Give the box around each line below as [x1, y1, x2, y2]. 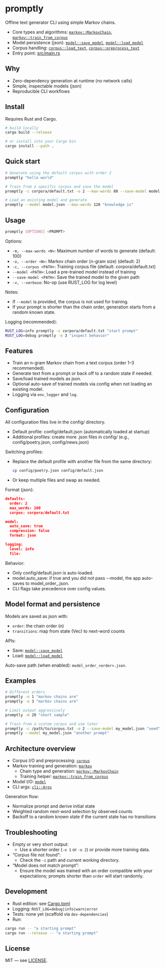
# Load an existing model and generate [5, 198, 87, 203]
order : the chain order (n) [12, 622, 64, 628]
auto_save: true [9, 524, 43, 529]
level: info [9, 547, 35, 552]
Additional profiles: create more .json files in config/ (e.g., [12, 434, 129, 440]
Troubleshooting [5, 828, 58, 836]
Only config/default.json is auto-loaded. [12, 569, 94, 576]
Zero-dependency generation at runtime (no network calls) [12, 77, 132, 83]
